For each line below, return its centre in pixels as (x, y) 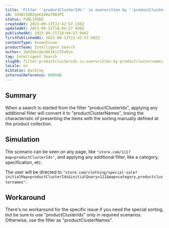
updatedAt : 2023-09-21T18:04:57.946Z (45, 29)
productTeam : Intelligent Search (40, 47)
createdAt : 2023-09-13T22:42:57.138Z (45, 24)
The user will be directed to (33, 172)
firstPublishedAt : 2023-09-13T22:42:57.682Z (53, 38)
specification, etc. (24, 162)
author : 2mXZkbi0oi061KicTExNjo (39, 52)
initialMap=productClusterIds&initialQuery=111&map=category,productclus (84, 177)
